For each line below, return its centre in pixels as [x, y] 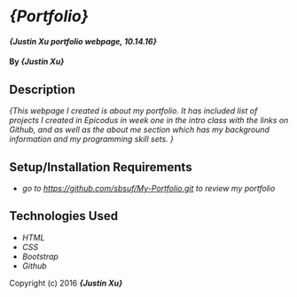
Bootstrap [40, 256]
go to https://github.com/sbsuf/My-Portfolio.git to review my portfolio [148, 188]
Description [42, 89]
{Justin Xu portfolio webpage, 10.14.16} [83, 41]
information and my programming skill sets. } [92, 139]
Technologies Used [63, 216]
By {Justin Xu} [37, 62]
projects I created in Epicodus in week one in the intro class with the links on [149, 121]
